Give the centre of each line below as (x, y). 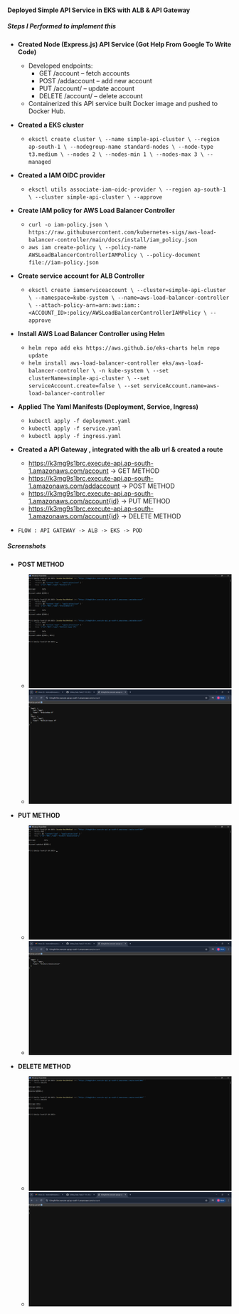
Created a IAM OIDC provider (61, 175)
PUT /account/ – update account (87, 88)
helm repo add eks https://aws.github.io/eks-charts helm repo (124, 348)
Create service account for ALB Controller (81, 276)
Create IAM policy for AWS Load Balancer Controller (96, 210)
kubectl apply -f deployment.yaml (79, 421)
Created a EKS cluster (51, 125)
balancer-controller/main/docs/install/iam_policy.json (113, 240)
